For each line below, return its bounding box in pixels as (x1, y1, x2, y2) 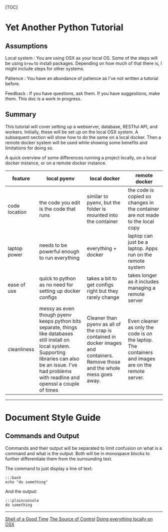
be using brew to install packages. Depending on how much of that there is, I (5, 60, 162, 66)
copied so (127, 193, 151, 200)
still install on (39, 336, 70, 343)
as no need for (39, 281, 73, 288)
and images (127, 355, 155, 362)
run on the (127, 251, 152, 258)
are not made (127, 212, 159, 219)
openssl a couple (39, 380, 79, 387)
